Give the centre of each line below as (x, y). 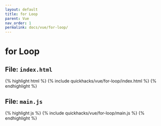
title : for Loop (21, 14)
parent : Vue (17, 18)
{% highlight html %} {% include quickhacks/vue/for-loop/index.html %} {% (81, 81)
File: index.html (29, 69)
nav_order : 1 (18, 23)
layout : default (21, 9)
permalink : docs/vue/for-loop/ (37, 28)
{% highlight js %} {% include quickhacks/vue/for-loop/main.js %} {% (75, 113)
